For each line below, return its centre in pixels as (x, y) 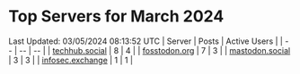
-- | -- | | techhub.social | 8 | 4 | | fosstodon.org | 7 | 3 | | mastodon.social (154, 50)
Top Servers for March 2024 (116, 16)
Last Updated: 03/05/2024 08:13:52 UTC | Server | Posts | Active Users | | (146, 41)
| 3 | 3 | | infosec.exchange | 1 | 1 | (71, 60)
